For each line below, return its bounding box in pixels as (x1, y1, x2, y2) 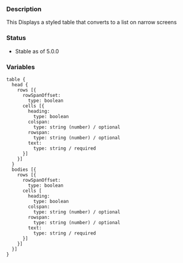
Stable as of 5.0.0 (15, 47, 59, 55)
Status (6, 34, 26, 42)
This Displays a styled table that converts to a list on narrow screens (6, 19, 177, 26)
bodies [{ (12, 166, 36, 173)
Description (6, 5, 42, 13)
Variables (6, 62, 35, 71)
